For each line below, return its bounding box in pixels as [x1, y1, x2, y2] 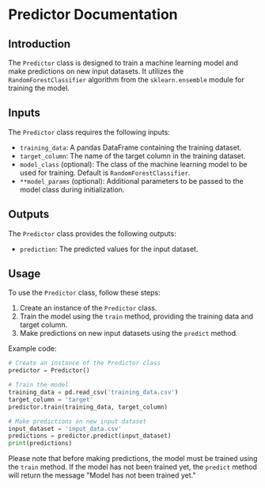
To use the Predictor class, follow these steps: [8, 288, 161, 298]
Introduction [8, 37, 71, 51]
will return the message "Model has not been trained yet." [8, 471, 196, 480]
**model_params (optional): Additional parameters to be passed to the [19, 176, 244, 185]
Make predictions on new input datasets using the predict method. [19, 329, 239, 338]
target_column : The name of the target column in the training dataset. [19, 151, 246, 160]
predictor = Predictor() [8, 367, 90, 375]
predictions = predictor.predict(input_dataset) [8, 432, 172, 440]
